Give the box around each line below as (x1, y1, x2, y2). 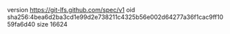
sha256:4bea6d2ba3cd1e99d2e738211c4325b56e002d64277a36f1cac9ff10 (7, 13, 224, 21)
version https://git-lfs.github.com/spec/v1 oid (7, 6, 136, 14)
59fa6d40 (7, 20, 36, 28)
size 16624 (36, 20, 67, 28)
